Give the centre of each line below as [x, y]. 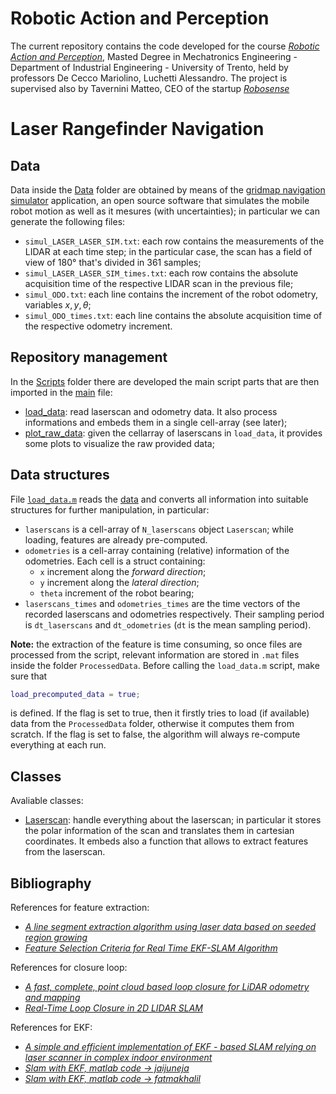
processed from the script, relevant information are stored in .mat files [155, 654]
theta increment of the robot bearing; [117, 593]
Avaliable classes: [47, 801]
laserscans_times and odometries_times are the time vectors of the [162, 603]
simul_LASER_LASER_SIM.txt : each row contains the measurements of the [174, 241]
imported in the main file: [61, 392]
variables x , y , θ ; [58, 304]
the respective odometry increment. [98, 326]
